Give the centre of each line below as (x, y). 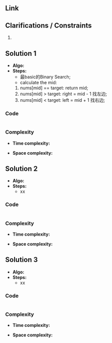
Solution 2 (21, 169)
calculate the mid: (38, 83)
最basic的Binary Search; (45, 77)
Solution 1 (21, 53)
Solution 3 (22, 260)
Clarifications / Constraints (48, 25)
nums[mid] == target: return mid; (54, 88)
